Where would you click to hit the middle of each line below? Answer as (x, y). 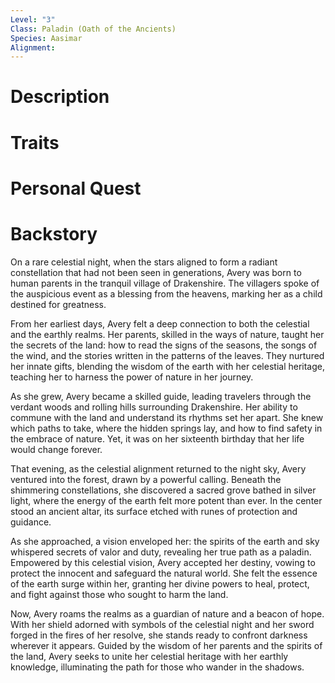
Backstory (54, 234)
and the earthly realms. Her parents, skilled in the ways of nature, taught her (167, 334)
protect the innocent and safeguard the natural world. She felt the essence (164, 573)
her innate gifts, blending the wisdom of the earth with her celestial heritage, (167, 366)
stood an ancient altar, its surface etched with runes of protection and (154, 511)
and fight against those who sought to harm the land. (119, 594)
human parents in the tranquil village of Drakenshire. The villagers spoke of (165, 283)
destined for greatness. (58, 304)
